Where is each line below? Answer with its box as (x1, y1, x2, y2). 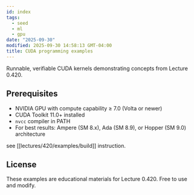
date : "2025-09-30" (6, 37, 56, 43)
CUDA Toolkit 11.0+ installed (15, 111, 85, 118)
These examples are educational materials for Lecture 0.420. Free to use (6, 176, 187, 183)
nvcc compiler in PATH (15, 117, 71, 124)
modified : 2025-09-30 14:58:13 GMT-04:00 (6, 43, 112, 49)
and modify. (6, 182, 36, 189)
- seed (11, 20, 28, 26)
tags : (6, 14, 20, 21)
